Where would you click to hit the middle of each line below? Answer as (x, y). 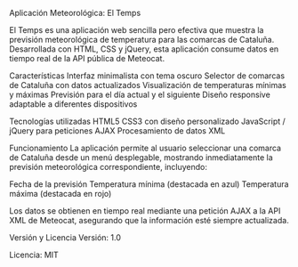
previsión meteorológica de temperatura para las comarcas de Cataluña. (142, 40)
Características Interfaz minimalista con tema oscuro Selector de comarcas (147, 76)
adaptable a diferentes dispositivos (73, 104)
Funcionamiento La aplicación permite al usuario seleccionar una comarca (145, 148)
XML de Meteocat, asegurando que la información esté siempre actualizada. (149, 220)
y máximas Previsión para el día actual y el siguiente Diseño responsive (140, 94)
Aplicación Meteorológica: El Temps (75, 13)
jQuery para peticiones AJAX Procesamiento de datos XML (117, 131)
